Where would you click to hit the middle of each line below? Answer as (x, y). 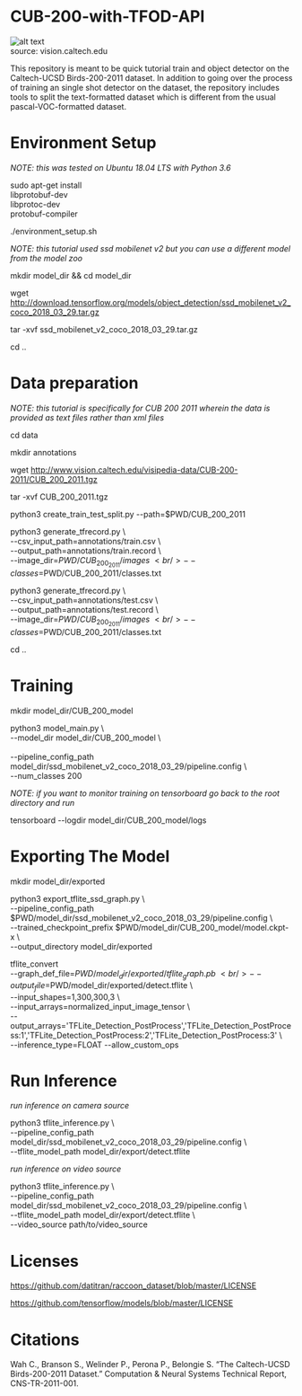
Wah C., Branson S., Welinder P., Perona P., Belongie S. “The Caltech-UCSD (150, 1365)
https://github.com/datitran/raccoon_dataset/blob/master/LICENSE (134, 1286)
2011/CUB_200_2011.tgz (54, 479)
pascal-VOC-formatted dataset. (69, 106)
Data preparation (74, 383)
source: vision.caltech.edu (59, 50)
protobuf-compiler (44, 214)
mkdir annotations (43, 452)
